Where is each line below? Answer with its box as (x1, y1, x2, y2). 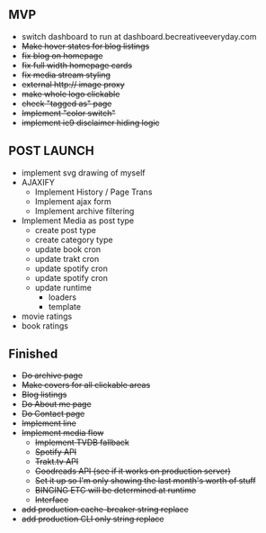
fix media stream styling (21, 69, 111, 80)
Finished (8, 347, 58, 362)
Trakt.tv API (34, 456, 79, 467)
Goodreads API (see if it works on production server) (34, 465, 231, 476)
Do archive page (21, 370, 83, 381)
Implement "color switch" (21, 107, 116, 118)
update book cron (34, 243, 102, 255)
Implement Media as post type (21, 215, 135, 226)
